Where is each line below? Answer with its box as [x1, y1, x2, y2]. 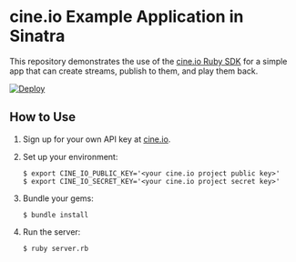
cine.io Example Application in [9, 6, 244, 27]
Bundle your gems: [22, 193, 94, 204]
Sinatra [9, 25, 66, 46]
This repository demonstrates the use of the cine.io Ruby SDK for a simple [9, 55, 288, 66]
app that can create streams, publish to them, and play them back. [9, 65, 259, 76]
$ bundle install [22, 210, 89, 219]
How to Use [9, 109, 77, 125]
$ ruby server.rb [22, 244, 89, 253]
